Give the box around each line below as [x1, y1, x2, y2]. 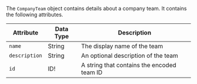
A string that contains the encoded [81, 61, 176, 69]
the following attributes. [6, 11, 63, 18]
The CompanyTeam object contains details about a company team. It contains [6, 5, 187, 12]
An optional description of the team [81, 52, 179, 60]
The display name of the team [81, 42, 163, 50]
